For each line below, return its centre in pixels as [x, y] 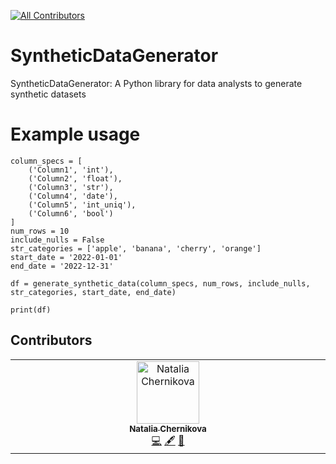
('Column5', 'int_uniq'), [82, 205]
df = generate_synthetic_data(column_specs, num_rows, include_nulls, [160, 283]
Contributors [51, 340]
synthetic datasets [48, 94]
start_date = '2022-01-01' [66, 257]
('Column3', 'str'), [71, 187]
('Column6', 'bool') [71, 213]
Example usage [75, 134]
